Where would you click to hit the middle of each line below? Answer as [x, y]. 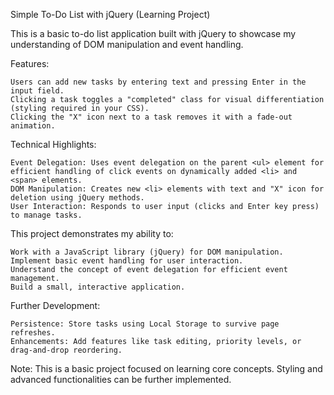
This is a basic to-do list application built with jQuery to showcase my [153, 33]
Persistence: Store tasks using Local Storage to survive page [145, 324]
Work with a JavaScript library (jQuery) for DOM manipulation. [147, 252]
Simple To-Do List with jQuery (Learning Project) [110, 14]
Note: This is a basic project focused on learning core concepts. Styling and [166, 368]
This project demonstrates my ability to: [92, 233]
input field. [37, 91]
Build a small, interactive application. [98, 287]
